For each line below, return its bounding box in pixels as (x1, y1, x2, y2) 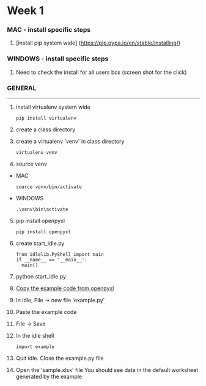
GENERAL (7, 84, 37, 92)
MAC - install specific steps (7, 26, 91, 34)
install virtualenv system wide (15, 103, 91, 111)
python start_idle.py (15, 273, 67, 280)
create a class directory (15, 126, 76, 133)
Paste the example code (15, 308, 77, 316)
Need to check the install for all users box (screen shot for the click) (15, 68, 187, 76)
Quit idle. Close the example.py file (15, 355, 104, 362)
